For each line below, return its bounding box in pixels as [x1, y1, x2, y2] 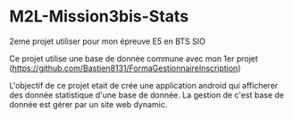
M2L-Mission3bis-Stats [9, 6, 189, 27]
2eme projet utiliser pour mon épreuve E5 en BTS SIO [9, 36, 205, 47]
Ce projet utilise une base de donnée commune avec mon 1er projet [9, 53, 259, 64]
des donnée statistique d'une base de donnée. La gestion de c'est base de [9, 89, 284, 100]
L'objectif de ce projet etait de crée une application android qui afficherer [9, 80, 279, 90]
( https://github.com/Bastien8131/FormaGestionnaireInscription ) [9, 63, 241, 73]
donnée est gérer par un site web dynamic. [9, 98, 168, 109]
